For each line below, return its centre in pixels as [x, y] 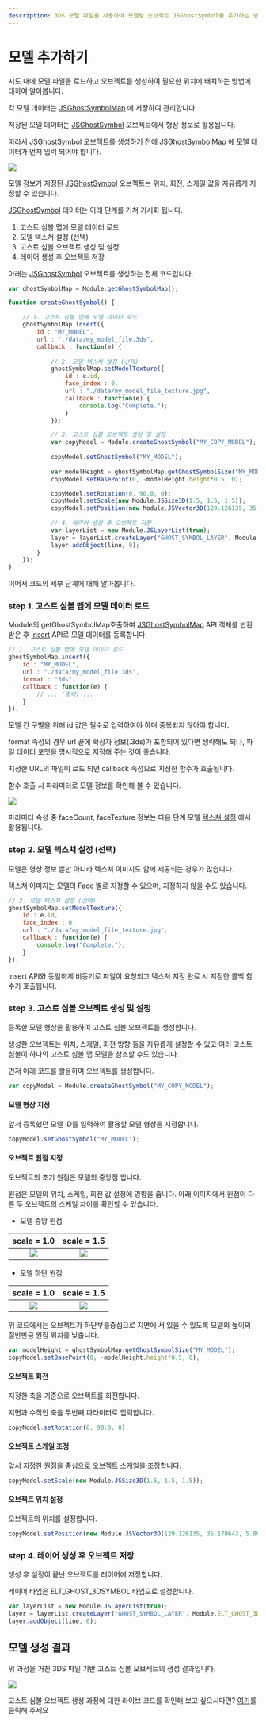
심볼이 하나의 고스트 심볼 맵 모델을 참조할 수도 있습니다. [94, 1054]
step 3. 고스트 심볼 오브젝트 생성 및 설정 [80, 1008]
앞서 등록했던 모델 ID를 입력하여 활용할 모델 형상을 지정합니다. [104, 1124]
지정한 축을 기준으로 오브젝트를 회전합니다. [74, 1396]
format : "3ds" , [49, 679]
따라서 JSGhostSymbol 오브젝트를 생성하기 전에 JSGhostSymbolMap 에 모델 [129, 141]
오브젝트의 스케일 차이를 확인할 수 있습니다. [91, 1203]
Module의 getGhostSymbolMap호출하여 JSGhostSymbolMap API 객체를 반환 [131, 625]
